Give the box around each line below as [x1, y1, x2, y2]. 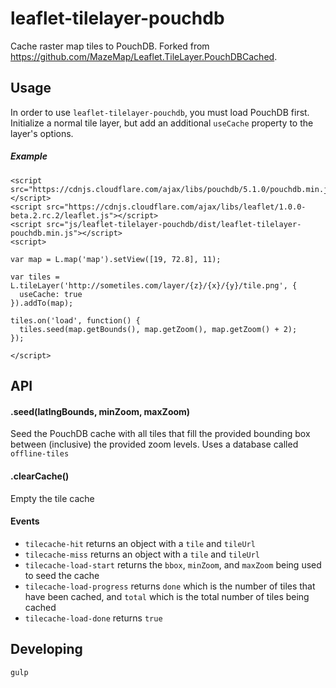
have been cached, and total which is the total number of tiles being [24, 590, 310, 602]
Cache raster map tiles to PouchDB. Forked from [10, 40, 210, 52]
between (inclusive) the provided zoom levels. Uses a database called [10, 438, 299, 451]
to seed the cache [24, 569, 100, 581]
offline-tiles [10, 449, 70, 459]
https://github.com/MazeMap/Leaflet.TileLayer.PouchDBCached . [10, 50, 278, 62]
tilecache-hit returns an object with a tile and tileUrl [24, 537, 256, 549]
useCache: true [19, 289, 83, 299]
